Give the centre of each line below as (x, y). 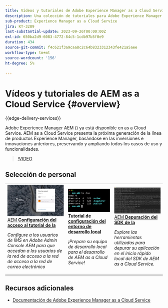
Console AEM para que (31, 246)
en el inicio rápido (132, 253)
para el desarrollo (86, 252)
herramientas (128, 238)
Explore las (126, 232)
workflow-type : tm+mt (28, 52)
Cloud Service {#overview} (63, 104)
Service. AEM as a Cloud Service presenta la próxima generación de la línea (83, 133)
